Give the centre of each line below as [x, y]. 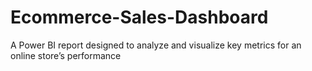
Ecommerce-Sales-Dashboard [139, 17]
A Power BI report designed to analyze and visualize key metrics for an [156, 45]
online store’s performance [66, 55]
